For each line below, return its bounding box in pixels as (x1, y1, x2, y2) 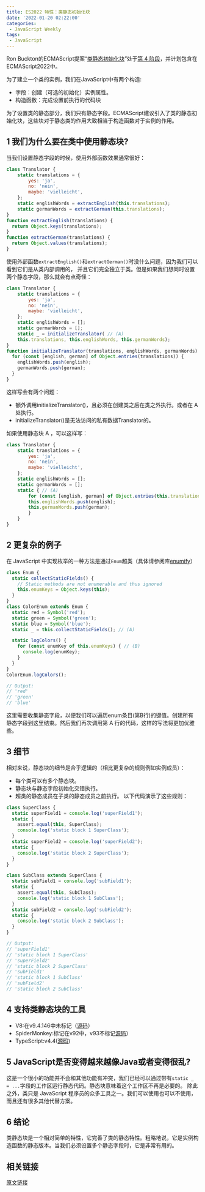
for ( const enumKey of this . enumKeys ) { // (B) (17, 643, 140, 650)
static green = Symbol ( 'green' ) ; (12, 615, 97, 621)
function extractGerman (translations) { (6, 234, 111, 241)
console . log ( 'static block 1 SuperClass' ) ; (17, 827, 130, 833)
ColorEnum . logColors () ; (6, 672, 67, 678)
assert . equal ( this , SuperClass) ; (17, 822, 103, 828)
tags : (6, 32, 20, 38)
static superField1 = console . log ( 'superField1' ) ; (12, 810, 143, 816)
